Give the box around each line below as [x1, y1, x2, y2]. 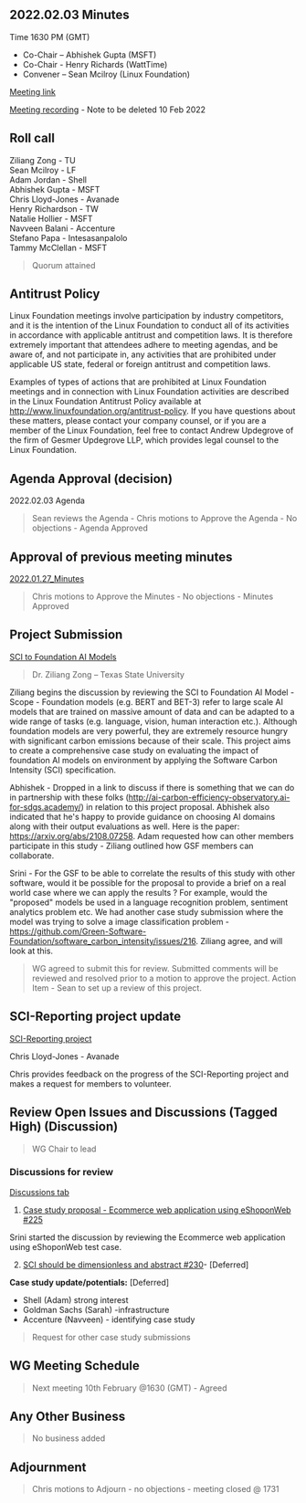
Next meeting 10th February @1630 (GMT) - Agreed [31, 1382, 227, 1393]
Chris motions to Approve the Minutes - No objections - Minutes [31, 591, 274, 602]
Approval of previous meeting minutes [9, 549, 233, 564]
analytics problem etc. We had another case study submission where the [9, 906, 284, 917]
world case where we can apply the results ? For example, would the [9, 887, 268, 898]
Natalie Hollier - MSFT [9, 213, 93, 224]
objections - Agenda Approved [31, 522, 148, 533]
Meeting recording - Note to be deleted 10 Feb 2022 [9, 104, 206, 115]
